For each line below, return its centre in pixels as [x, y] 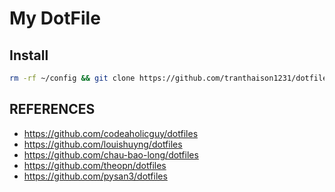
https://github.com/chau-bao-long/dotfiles [111, 154]
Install [29, 55]
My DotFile [55, 18]
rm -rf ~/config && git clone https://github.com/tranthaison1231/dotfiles [170, 78]
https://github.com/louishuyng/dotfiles [103, 144]
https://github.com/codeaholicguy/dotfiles [111, 133]
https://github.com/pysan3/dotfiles [95, 176]
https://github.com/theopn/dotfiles [95, 165]
